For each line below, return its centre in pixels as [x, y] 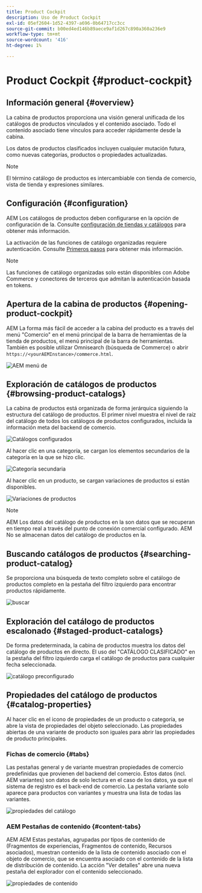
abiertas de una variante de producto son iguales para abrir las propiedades [101, 732]
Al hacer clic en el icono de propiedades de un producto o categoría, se [95, 719]
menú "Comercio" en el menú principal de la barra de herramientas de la [96, 334]
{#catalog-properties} [49, 704]
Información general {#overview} [70, 103]
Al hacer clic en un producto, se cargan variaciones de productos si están [98, 481]
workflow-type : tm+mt [33, 34]
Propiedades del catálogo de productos [82, 695]
